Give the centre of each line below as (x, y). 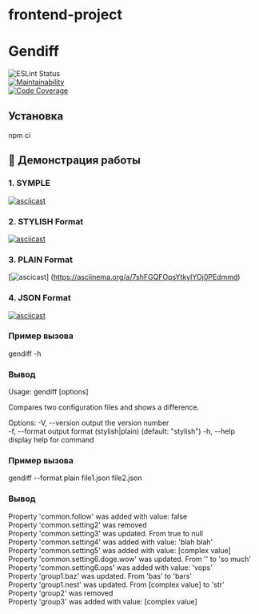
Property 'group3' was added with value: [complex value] (103, 601)
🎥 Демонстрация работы (75, 161)
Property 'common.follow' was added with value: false (98, 516)
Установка (36, 116)
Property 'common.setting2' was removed (78, 525)
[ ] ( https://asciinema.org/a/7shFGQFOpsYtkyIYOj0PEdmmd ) (124, 277)
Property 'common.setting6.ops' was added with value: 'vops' (111, 568)
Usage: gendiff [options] (49, 392)
